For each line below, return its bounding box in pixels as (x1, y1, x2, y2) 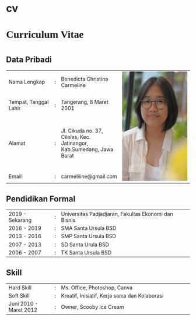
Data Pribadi (6, 54, 52, 64)
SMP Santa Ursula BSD (61, 233, 117, 240)
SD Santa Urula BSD (61, 241, 110, 248)
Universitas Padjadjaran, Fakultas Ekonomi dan (61, 210, 173, 217)
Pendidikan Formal (6, 194, 76, 204)
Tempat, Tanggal (8, 99, 49, 106)
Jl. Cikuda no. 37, (61, 127, 103, 134)
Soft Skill (8, 292, 30, 299)
